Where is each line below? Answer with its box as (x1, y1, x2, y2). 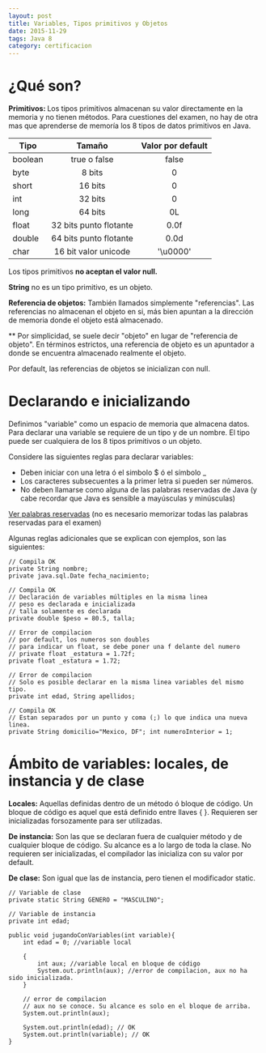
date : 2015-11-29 (8, 27, 67, 35)
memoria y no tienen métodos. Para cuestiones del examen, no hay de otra (8, 113, 259, 122)
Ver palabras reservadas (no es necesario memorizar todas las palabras (8, 509, 248, 518)
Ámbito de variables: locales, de (8, 755, 229, 774)
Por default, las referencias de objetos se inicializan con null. (8, 364, 210, 373)
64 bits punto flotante (51, 232, 133, 244)
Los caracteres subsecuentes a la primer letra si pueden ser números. (19, 476, 254, 486)
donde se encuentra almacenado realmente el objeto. (8, 348, 187, 358)
